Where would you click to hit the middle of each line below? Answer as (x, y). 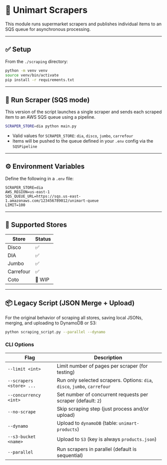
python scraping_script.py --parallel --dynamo (55, 332)
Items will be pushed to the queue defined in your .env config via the (83, 141)
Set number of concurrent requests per (102, 394)
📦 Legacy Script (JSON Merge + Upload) (70, 303)
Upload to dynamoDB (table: (87, 423)
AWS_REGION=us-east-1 (28, 192)
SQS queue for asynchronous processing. (48, 29)
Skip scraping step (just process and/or (103, 408)
